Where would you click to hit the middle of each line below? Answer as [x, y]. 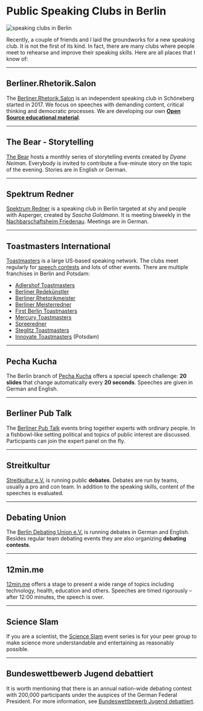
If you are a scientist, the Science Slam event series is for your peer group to [101, 637]
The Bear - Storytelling [50, 142]
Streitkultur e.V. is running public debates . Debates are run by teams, [92, 480]
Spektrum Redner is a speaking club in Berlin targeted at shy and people [96, 209]
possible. [18, 649]
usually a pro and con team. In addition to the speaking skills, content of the [101, 486]
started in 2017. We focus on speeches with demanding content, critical [95, 105]
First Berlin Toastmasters [46, 311]
